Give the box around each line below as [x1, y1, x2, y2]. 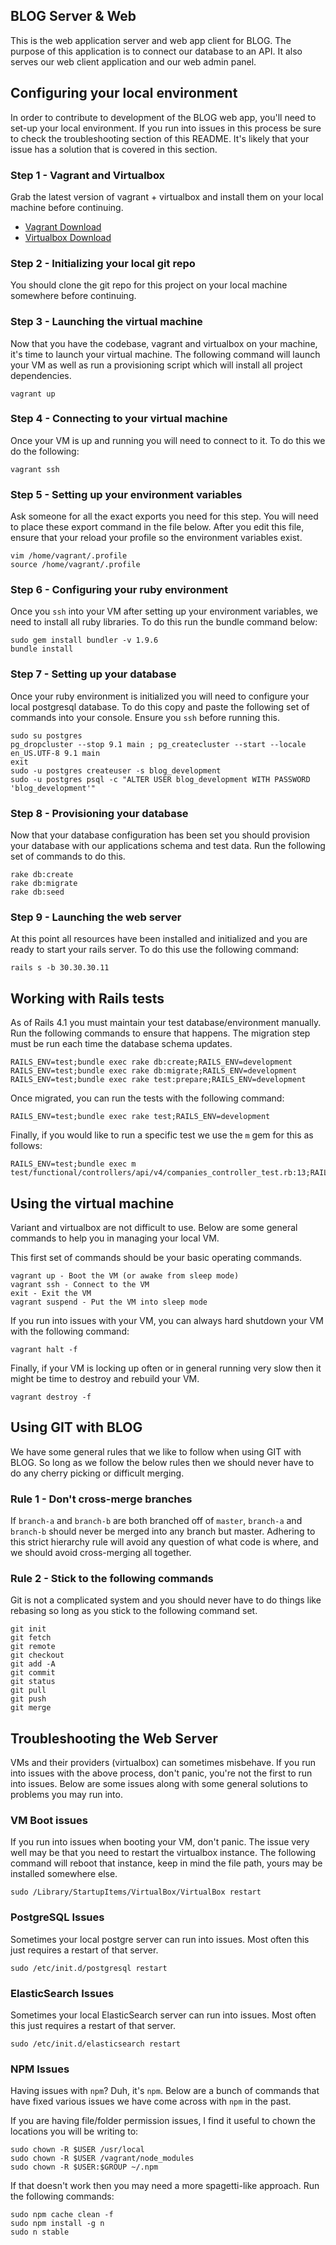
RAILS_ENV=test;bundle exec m [10, 1159, 137, 1169]
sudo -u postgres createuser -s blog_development [10, 765, 222, 776]
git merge [10, 1703, 52, 1713]
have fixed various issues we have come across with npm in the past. [10, 2095, 292, 2108]
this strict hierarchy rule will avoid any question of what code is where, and [10, 1536, 319, 1548]
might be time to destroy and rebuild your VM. [10, 1372, 200, 1384]
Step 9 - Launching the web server [10, 910, 182, 924]
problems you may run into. [10, 1789, 123, 1801]
